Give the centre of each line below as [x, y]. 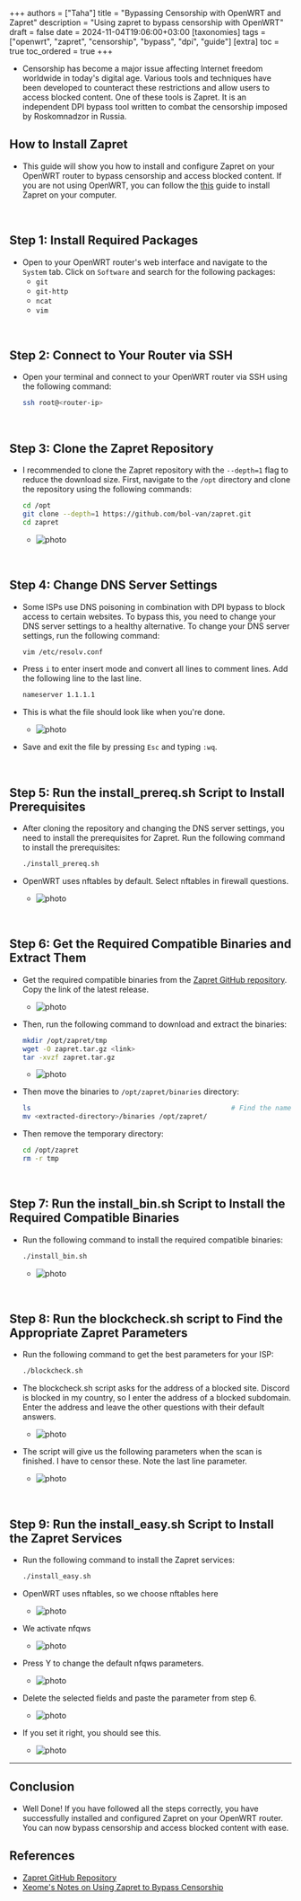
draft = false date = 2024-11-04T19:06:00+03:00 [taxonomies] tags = [138, 32]
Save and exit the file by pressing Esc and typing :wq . [120, 747]
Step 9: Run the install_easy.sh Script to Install [142, 1524]
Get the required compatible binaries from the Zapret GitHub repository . [155, 979]
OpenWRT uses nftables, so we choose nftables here [120, 1593]
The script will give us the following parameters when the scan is [142, 1452]
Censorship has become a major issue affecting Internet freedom [142, 68]
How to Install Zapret [69, 144]
